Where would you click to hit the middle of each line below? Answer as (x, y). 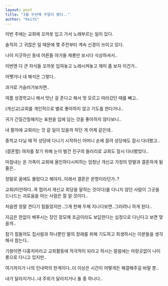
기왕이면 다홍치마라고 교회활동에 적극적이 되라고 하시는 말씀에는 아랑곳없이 (78, 251)
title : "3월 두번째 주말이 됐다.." (38, 15)
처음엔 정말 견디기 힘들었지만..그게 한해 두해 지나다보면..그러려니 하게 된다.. (78, 207)
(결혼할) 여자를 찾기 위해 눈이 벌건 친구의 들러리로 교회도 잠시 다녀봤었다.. (77, 152)
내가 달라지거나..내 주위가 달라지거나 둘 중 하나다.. (54, 278)
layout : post (19, 10)
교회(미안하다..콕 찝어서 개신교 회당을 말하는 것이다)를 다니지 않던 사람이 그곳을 (82, 190)
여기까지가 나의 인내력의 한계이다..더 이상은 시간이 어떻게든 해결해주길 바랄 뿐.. (82, 268)
